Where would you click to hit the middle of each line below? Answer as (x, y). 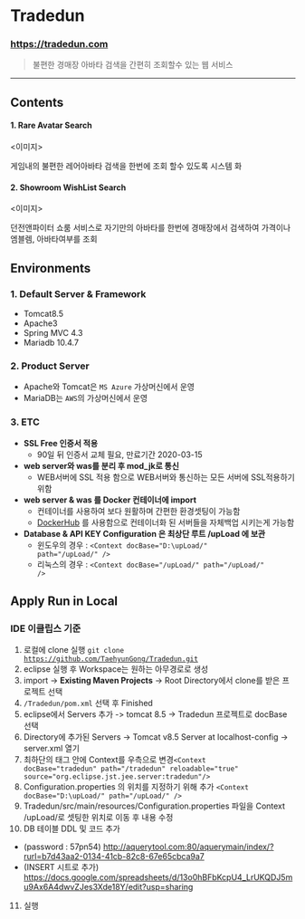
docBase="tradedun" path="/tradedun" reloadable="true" (131, 769)
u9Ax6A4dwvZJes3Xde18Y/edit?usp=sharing (108, 887)
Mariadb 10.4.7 (51, 342)
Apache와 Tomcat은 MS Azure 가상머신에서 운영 (109, 387)
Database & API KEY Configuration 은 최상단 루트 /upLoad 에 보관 (144, 533)
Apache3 (40, 323)
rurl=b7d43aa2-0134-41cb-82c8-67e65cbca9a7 (114, 857)
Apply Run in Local (64, 601)
